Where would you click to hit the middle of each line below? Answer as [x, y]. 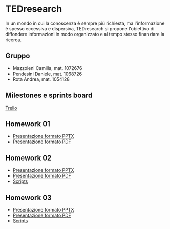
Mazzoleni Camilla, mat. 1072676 [47, 68]
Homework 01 [28, 124]
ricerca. [14, 40]
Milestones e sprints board [49, 95]
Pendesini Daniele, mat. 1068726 [47, 74]
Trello [11, 108]
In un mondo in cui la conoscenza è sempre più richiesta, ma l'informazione [85, 23]
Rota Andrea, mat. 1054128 [41, 79]
